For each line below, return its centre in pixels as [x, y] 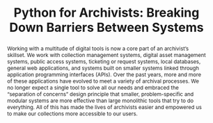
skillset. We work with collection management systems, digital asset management [106, 55]
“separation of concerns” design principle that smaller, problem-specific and [100, 94]
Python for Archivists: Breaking [106, 13]
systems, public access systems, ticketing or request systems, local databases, [104, 61]
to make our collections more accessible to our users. [72, 114]
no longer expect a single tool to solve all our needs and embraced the [93, 87]
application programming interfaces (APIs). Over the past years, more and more [104, 74]
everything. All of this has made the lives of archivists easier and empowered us [104, 107]
